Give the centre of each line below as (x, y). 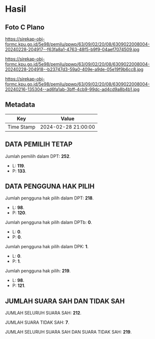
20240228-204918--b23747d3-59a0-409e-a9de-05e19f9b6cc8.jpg (74, 69)
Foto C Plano (25, 27)
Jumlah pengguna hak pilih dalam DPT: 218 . (50, 198)
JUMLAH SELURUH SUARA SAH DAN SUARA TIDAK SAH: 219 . (68, 332)
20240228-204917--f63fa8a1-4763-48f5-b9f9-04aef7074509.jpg (72, 49)
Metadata (20, 105)
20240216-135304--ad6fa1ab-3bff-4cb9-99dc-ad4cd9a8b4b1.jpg (72, 89)
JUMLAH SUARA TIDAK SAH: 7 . (37, 322)
